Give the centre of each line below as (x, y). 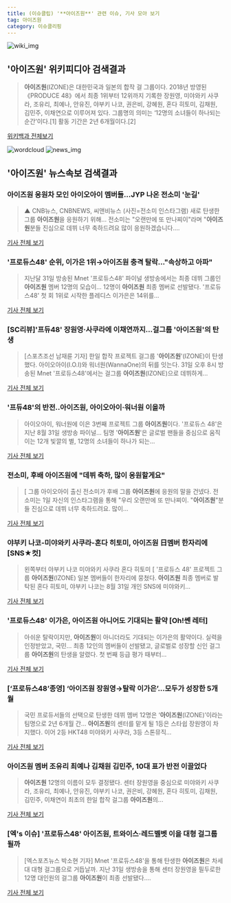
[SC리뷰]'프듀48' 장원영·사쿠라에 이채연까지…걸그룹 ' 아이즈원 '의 (109, 329)
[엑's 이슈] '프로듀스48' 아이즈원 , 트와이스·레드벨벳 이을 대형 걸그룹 (112, 834)
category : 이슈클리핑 (34, 26)
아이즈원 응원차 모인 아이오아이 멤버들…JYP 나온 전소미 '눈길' (103, 195)
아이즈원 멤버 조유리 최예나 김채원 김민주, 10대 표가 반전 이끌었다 (107, 766)
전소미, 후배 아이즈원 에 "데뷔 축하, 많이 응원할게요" (86, 475)
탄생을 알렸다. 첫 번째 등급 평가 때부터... (114, 654)
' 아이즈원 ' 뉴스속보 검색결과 (63, 173)
